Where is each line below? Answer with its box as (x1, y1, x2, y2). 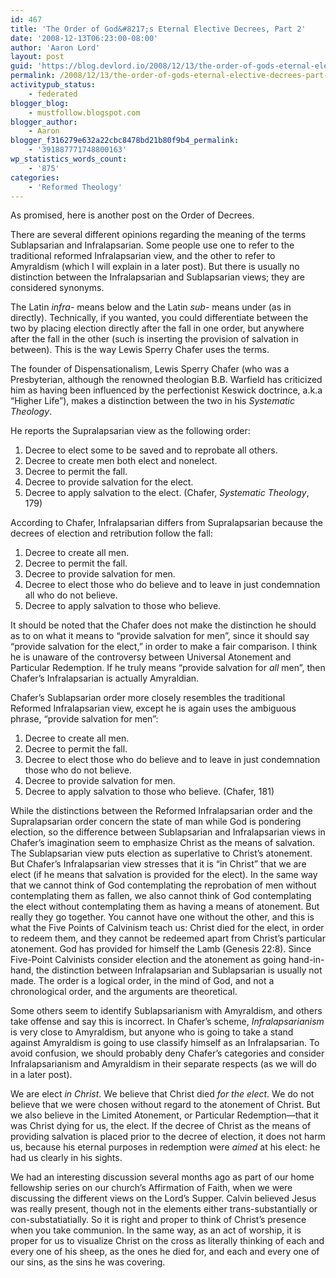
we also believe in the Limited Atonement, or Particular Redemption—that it (10, 1109, 319, 1121)
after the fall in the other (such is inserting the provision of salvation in (10, 333, 299, 345)
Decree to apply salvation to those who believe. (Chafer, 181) (24, 786, 275, 798)
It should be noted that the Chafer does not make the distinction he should (10, 619, 317, 631)
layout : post (10, 52, 65, 62)
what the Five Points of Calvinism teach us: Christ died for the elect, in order (10, 922, 325, 934)
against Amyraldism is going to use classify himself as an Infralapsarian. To (10, 1037, 320, 1049)
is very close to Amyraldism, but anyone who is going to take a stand (10, 1026, 294, 1038)
